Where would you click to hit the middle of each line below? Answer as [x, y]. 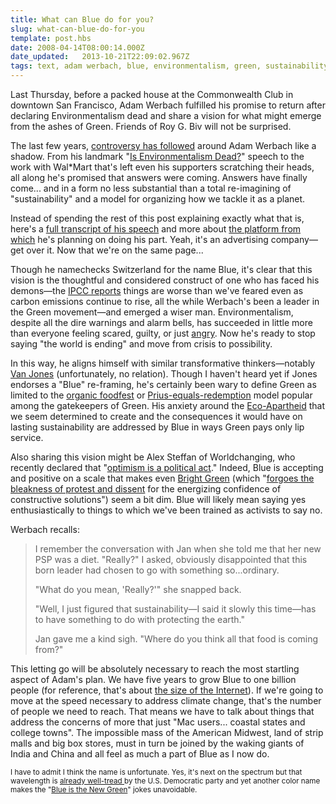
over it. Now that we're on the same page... [115, 250]
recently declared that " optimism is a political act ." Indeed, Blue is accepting [167, 467]
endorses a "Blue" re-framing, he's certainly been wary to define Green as [163, 384]
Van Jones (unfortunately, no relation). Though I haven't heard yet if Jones [164, 374]
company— [294, 239]
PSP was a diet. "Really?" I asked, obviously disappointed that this [171, 559]
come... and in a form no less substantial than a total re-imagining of [151, 188]
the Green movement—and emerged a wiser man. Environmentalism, [152, 312]
